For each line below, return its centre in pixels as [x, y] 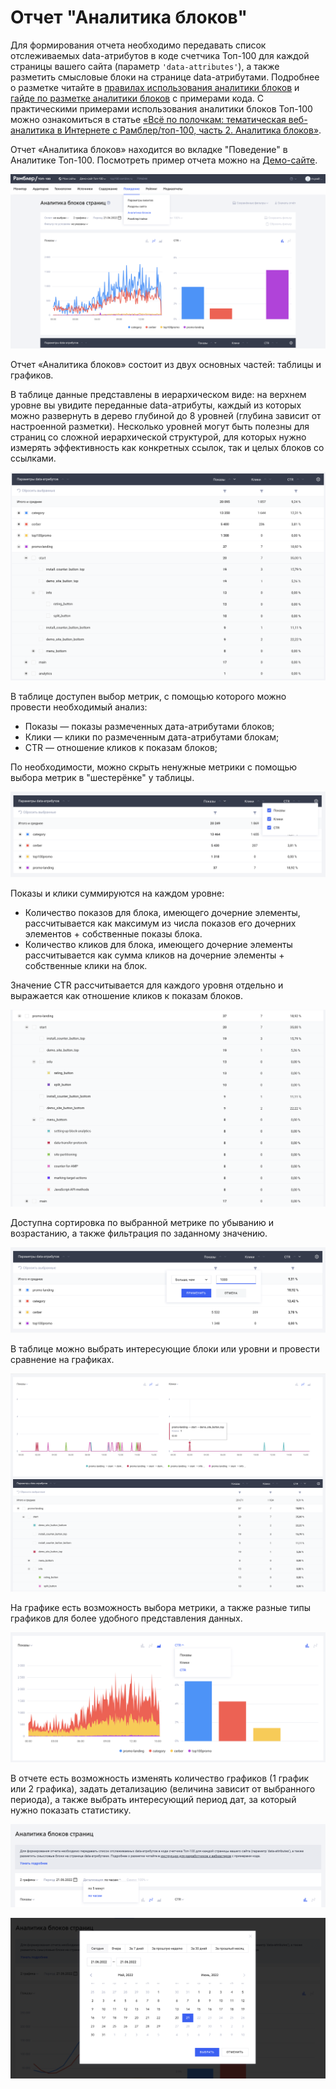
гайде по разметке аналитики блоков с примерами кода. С [137, 98]
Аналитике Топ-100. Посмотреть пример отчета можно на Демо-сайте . [164, 160]
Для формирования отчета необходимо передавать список [138, 45]
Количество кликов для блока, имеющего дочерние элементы [158, 944]
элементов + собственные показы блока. [113, 933]
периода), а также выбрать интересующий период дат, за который [153, 1799]
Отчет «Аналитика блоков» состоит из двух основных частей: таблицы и [166, 364]
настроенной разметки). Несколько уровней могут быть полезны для [160, 426]
